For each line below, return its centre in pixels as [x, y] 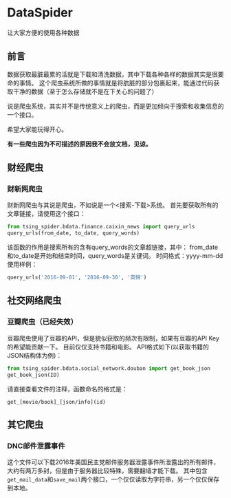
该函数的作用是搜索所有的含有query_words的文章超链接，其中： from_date [113, 247]
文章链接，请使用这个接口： [46, 214]
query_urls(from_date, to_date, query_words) [73, 233]
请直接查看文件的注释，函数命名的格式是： [67, 389]
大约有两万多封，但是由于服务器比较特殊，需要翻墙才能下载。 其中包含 [107, 471]
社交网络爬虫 [34, 301]
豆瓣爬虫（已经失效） [42, 322]
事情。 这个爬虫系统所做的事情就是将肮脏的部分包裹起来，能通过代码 [116, 83]
